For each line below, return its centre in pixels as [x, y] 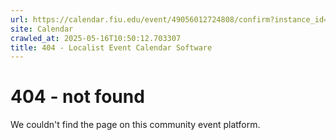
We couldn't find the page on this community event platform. [135, 125]
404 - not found [77, 97]
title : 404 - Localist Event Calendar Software [111, 47]
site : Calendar [42, 29]
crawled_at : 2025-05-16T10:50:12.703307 [96, 38]
